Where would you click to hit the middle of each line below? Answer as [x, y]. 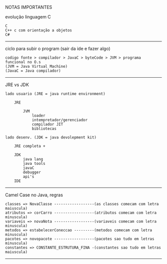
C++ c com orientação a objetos [39, 30]
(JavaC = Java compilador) [33, 71]
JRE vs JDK [17, 85]
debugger [32, 172]
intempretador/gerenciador [60, 120]
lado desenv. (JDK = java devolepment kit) [51, 137]
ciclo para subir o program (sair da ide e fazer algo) [58, 49]
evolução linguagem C [28, 17]
